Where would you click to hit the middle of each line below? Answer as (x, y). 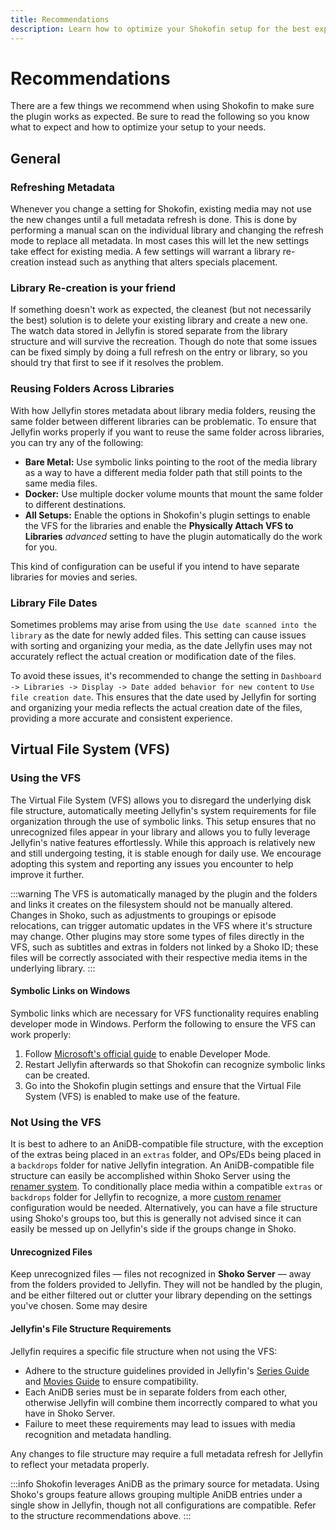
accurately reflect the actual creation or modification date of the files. (153, 657)
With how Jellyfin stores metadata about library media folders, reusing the (163, 410)
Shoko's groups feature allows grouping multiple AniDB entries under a (156, 1494)
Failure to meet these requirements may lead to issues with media (160, 1423)
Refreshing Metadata (62, 187)
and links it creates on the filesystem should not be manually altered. (152, 904)
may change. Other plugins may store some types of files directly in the (157, 936)
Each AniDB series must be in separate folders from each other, (156, 1392)
